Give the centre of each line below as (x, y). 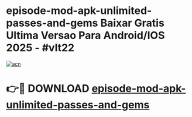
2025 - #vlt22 (40, 48)
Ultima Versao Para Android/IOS (85, 36)
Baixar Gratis (133, 23)
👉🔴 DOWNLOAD (48, 89)
